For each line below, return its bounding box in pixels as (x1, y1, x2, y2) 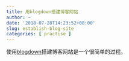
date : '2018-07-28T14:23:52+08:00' (6, 20, 96, 26)
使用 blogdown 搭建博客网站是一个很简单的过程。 (6, 48, 127, 56)
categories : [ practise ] (6, 31, 71, 37)
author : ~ (6, 14, 31, 20)
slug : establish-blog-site (6, 25, 74, 32)
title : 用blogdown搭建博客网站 (6, 8, 78, 15)
